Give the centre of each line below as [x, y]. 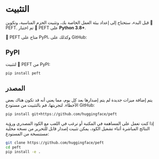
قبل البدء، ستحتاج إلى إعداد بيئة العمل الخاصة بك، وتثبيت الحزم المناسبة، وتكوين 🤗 [79, 22]
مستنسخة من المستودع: [27, 134]
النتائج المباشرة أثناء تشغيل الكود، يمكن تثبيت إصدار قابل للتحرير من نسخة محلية [78, 129]
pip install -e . [23, 152]
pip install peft [23, 73]
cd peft [13, 147]
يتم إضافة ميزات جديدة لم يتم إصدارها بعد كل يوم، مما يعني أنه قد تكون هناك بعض [79, 100]
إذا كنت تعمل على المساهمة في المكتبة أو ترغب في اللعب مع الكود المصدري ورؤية [80, 123]
